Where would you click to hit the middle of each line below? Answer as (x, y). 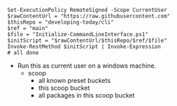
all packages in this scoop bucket (86, 95)
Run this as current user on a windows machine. (87, 66)
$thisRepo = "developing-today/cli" (61, 22)
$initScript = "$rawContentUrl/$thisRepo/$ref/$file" (87, 40)
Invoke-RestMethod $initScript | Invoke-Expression (84, 47)
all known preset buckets (74, 81)
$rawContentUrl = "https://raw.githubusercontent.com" (89, 16)
